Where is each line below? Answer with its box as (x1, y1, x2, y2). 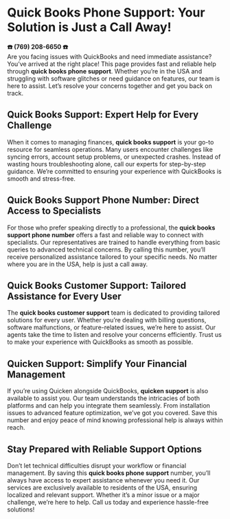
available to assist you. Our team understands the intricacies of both (7, 394, 200, 403)
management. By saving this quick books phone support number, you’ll (7, 469, 211, 477)
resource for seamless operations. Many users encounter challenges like (7, 145, 213, 153)
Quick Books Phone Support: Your (7, 5, 205, 21)
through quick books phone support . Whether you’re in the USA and (7, 67, 203, 75)
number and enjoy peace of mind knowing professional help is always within (7, 416, 223, 424)
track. (7, 89, 24, 97)
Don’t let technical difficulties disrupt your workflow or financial (7, 462, 187, 470)
